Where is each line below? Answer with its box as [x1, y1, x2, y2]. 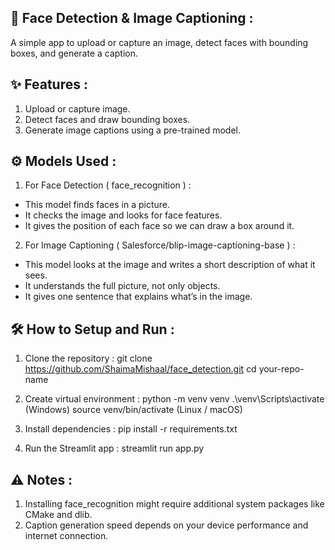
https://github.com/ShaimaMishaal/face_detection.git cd [24, 363, 257, 375]
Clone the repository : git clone [24, 352, 153, 365]
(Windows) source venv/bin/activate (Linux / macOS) [24, 404, 243, 416]
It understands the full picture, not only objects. [24, 280, 221, 292]
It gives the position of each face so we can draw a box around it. [24, 220, 295, 232]
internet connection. [24, 530, 109, 542]
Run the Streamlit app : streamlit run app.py [24, 442, 205, 455]
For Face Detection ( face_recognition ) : [24, 179, 192, 191]
